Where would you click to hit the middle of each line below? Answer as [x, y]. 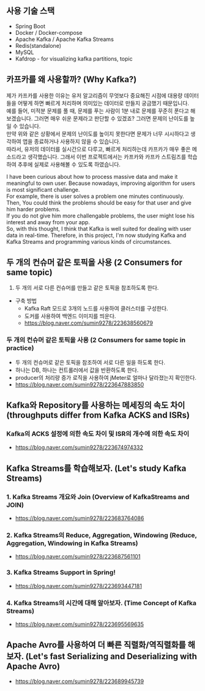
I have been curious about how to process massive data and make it [92, 176]
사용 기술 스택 [31, 11]
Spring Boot [30, 26]
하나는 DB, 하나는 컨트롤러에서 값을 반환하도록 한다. [77, 370]
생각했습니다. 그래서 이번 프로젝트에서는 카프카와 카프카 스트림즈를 [107, 157]
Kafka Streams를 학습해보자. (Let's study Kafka [96, 468]
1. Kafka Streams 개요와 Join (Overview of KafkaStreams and [98, 497]
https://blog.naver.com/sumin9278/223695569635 [80, 624]
